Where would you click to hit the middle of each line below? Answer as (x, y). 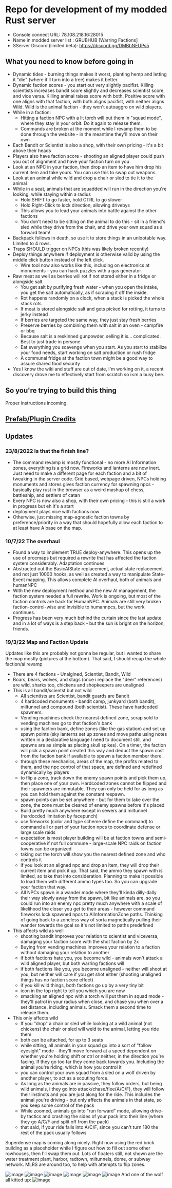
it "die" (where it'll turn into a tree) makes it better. (66, 79)
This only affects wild (35, 1018)
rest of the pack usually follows (53, 1133)
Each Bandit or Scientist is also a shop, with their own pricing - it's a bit (88, 145)
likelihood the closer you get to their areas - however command (88, 909)
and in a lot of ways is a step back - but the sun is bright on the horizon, (89, 623)
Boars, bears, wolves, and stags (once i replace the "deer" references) (88, 680)
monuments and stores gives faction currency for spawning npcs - (83, 484)
